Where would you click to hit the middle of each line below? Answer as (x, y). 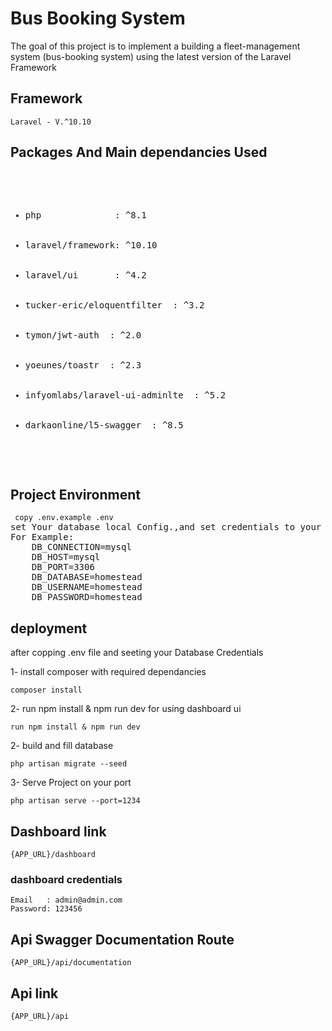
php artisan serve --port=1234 (75, 801)
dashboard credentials (66, 879)
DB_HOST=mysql (66, 557)
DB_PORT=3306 (63, 567)
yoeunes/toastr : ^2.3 (83, 365)
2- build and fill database (62, 746)
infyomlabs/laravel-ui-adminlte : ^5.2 (125, 395)
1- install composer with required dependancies (108, 672)
